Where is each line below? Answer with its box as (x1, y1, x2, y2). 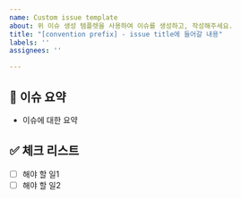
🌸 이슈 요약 (9, 89, 67, 104)
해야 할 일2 (22, 179, 61, 190)
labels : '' (9, 37, 50, 47)
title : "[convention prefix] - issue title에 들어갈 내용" (9, 29, 223, 38)
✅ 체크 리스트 (9, 144, 80, 159)
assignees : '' (9, 46, 63, 55)
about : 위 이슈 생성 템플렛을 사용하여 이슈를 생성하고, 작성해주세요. (9, 21, 233, 30)
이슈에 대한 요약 (22, 114, 78, 125)
